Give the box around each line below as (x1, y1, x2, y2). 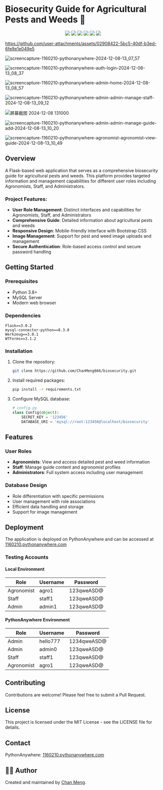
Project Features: (5, 195, 47, 202)
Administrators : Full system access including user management (12, 470, 143, 476)
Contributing (5, 679, 45, 687)
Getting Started (5, 263, 54, 271)
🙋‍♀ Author (5, 766, 38, 775)
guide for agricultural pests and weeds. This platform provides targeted (5, 173, 151, 178)
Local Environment (5, 566, 44, 572)
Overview (5, 154, 36, 163)
